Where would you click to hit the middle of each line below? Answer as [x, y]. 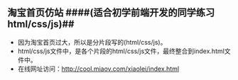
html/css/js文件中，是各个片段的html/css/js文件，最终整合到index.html [121, 51]
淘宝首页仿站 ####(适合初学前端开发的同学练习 [111, 13]
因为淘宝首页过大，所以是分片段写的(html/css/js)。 [92, 42]
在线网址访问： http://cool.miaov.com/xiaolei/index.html [98, 69]
